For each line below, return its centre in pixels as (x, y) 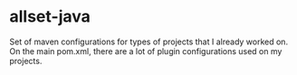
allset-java (50, 17)
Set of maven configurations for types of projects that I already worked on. (148, 42)
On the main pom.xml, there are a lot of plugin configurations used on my (146, 51)
